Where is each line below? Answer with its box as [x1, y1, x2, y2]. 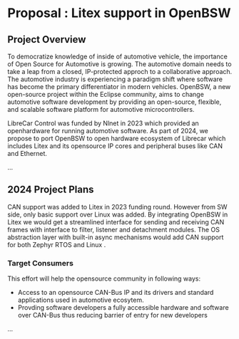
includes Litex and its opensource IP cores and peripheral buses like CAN [7, 142, 223, 150]
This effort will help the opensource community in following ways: [7, 274, 201, 283]
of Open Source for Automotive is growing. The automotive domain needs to [7, 60, 232, 68]
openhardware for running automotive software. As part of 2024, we [7, 127, 208, 135]
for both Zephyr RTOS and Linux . [7, 240, 106, 249]
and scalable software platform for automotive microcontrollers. [7, 105, 195, 113]
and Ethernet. [7, 150, 48, 157]
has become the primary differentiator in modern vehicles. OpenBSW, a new [7, 83, 231, 90]
